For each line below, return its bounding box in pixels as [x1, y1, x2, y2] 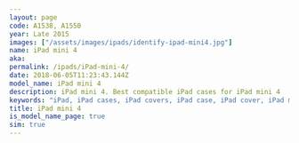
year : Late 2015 [9, 29, 69, 38]
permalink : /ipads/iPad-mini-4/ [9, 63, 129, 72]
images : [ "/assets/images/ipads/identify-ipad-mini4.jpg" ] [9, 37, 233, 47]
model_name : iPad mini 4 [9, 79, 101, 88]
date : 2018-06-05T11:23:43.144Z [9, 71, 129, 80]
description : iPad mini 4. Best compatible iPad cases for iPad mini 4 [9, 87, 280, 96]
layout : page [9, 12, 58, 22]
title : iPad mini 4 [9, 104, 82, 113]
